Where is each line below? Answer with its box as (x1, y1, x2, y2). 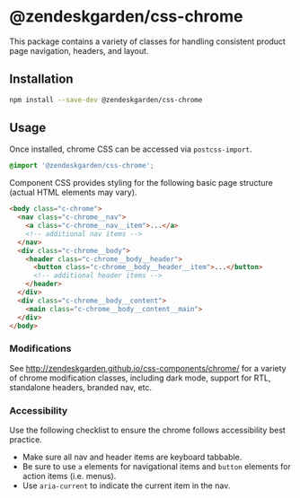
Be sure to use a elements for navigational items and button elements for (22, 461, 292, 472)
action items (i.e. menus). (22, 471, 117, 482)
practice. (9, 434, 42, 445)
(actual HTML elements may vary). (9, 187, 137, 198)
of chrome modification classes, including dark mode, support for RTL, (9, 372, 271, 383)
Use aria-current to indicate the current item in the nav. (22, 480, 231, 491)
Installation (9, 72, 74, 87)
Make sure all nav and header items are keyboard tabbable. (22, 451, 243, 463)
